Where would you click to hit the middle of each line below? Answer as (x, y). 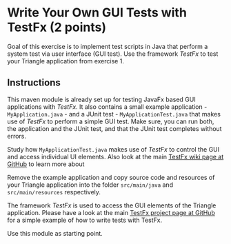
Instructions (34, 83)
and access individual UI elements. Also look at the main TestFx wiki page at (115, 156)
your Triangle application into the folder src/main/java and (90, 185)
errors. (17, 136)
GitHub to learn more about (46, 164)
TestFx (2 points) (57, 27)
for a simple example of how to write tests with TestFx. (85, 220)
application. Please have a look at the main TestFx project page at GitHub (111, 212)
